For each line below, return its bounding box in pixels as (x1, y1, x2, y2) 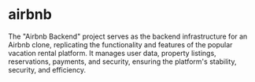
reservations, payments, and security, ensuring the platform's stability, (8, 57, 237, 66)
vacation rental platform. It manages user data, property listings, (8, 48, 216, 58)
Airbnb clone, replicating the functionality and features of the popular (8, 39, 233, 49)
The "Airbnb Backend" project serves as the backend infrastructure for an (8, 32, 248, 41)
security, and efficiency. (8, 65, 87, 74)
